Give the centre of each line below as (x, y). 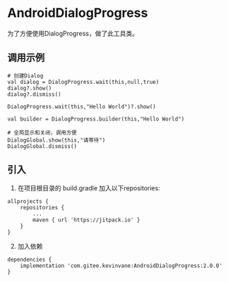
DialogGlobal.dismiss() (42, 146)
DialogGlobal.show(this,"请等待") (56, 140)
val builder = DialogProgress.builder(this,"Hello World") (96, 119)
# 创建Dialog (25, 75)
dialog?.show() (30, 88)
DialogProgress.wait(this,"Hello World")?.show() (82, 106)
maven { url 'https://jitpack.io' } (86, 220)
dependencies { (30, 259)
